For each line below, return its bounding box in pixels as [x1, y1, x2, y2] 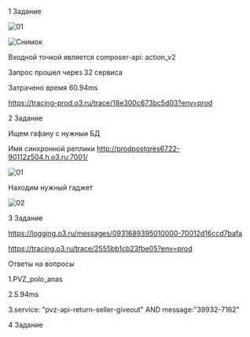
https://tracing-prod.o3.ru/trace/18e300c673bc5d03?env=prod [8, 98, 213, 107]
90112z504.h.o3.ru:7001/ [8, 153, 88, 161]
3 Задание [8, 213, 43, 223]
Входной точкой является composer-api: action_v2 [8, 53, 176, 61]
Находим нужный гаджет [8, 183, 93, 192]
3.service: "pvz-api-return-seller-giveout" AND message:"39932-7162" [8, 305, 240, 314]
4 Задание [8, 320, 43, 329]
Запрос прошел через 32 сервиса [8, 68, 123, 77]
